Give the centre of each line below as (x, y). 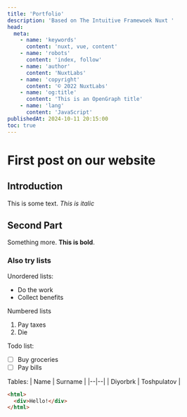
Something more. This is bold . (51, 242)
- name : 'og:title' (49, 92)
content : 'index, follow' (64, 60)
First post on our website (82, 160)
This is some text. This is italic (51, 203)
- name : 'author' (45, 66)
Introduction (35, 187)
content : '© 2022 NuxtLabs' (67, 86)
